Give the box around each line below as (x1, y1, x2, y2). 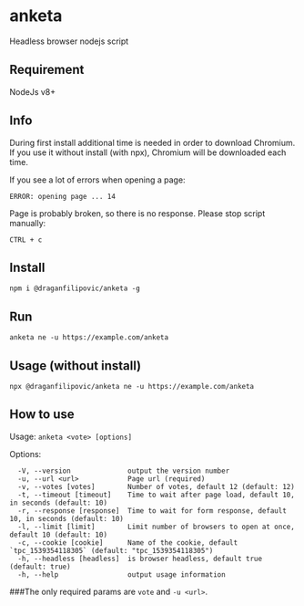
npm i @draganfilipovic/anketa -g (9, 284, 141, 293)
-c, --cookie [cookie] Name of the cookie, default (17, 538, 238, 548)
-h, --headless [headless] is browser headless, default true (17, 554, 262, 563)
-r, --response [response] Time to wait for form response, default (17, 506, 287, 516)
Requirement (9, 62, 85, 78)
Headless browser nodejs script (9, 36, 129, 47)
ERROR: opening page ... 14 (9, 192, 117, 201)
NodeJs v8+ (9, 86, 56, 97)
